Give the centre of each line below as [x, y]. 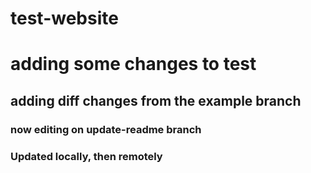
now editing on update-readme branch [106, 129]
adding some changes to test [133, 64]
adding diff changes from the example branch [156, 100]
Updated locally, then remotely [86, 156]
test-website [64, 18]
